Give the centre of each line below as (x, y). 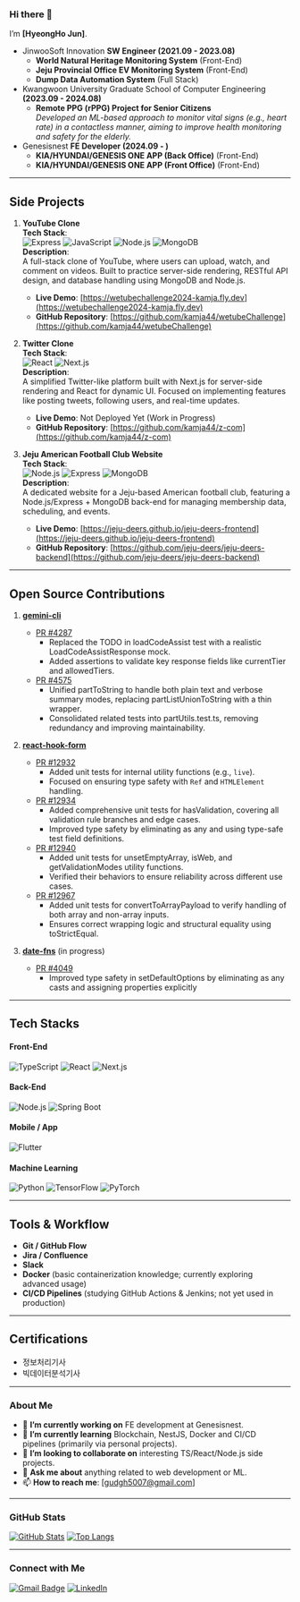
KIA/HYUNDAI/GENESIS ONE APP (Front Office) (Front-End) (148, 166)
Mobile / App (33, 1128)
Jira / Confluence (55, 1255)
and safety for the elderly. (83, 137)
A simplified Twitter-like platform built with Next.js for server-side (142, 382)
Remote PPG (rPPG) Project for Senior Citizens (123, 108)
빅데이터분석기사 (51, 1373)
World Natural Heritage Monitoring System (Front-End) (139, 61)
